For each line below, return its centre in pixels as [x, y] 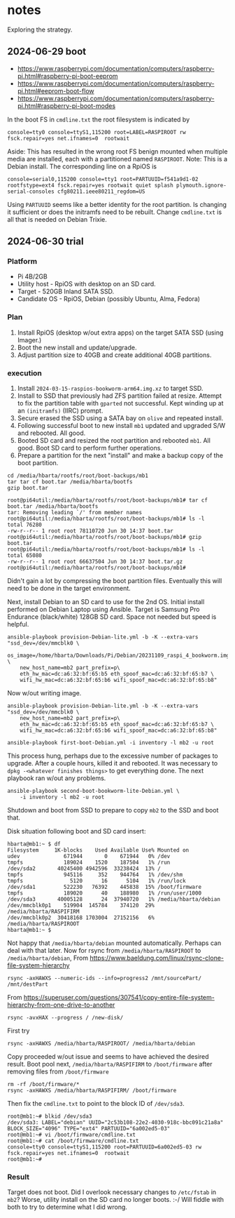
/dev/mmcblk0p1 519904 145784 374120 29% [81, 906]
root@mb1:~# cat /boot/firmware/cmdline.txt [73, 1141]
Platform [22, 262]
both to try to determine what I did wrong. [67, 1207]
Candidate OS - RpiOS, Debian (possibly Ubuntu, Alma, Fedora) [109, 299]
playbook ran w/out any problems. [57, 778]
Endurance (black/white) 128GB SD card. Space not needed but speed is [112, 617]
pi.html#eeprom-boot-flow [56, 91]
